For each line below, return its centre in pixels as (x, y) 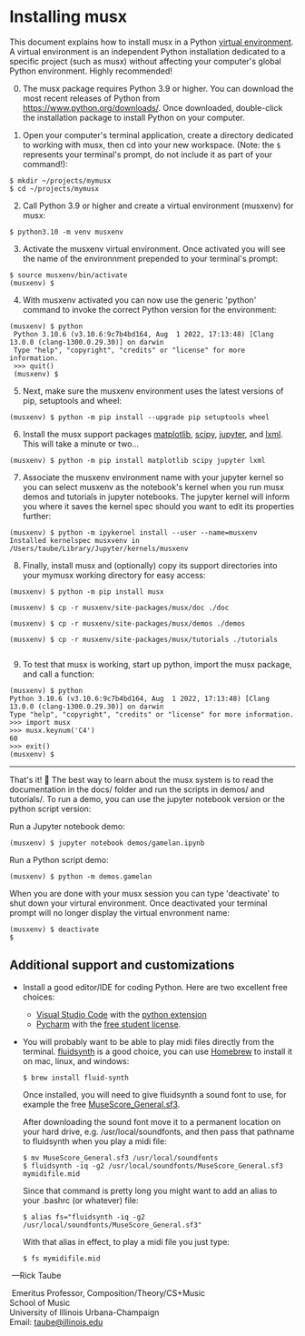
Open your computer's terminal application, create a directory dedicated (158, 135)
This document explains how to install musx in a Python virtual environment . (152, 42)
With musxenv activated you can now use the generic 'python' (139, 300)
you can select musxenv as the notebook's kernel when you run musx (153, 487)
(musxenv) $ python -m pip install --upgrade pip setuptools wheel (140, 417)
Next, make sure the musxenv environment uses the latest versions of (153, 391)
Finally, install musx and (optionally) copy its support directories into (150, 565)
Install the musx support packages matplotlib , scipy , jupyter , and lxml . (153, 434)
